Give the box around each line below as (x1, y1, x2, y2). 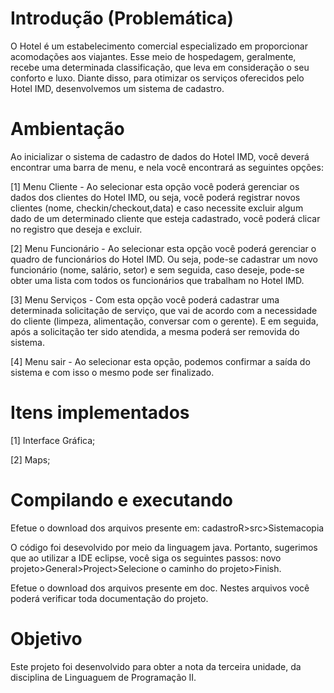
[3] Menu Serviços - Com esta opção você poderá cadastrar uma (10, 293, 280, 306)
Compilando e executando (10, 489, 234, 511)
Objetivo (10, 627, 83, 650)
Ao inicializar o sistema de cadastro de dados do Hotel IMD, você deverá (10, 150, 310, 162)
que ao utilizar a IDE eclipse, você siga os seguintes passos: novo (10, 552, 282, 564)
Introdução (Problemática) (10, 7, 235, 30)
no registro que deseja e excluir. (10, 223, 143, 235)
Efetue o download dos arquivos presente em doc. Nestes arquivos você (10, 582, 310, 594)
